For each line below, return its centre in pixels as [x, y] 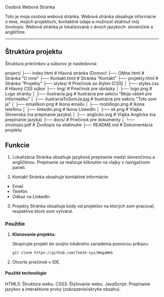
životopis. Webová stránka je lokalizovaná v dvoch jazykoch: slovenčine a [79, 27]
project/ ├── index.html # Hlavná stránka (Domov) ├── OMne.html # [75, 73]
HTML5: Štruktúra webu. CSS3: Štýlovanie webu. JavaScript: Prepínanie [78, 284]
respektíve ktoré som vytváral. [43, 211]
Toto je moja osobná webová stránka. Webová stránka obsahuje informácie [81, 16]
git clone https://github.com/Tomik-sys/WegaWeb [62, 253]
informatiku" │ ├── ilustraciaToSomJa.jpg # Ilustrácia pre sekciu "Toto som [81, 99]
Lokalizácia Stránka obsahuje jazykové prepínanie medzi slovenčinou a [83, 157]
